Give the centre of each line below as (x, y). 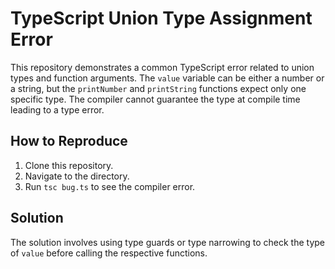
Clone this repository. (69, 165)
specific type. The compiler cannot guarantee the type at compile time (155, 99)
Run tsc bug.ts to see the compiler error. (110, 186)
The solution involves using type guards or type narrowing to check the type (168, 242)
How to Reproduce (69, 141)
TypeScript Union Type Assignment (161, 18)
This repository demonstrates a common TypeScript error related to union (162, 67)
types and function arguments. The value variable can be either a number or (167, 78)
